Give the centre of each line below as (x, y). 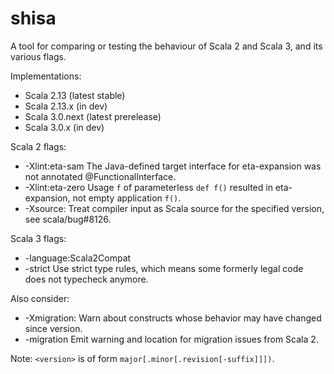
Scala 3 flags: (38, 238)
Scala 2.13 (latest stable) (75, 95)
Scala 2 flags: (38, 146)
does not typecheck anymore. (86, 279)
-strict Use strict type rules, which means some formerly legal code (164, 268)
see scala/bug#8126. (68, 219)
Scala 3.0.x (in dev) (64, 127)
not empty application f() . (127, 198)
